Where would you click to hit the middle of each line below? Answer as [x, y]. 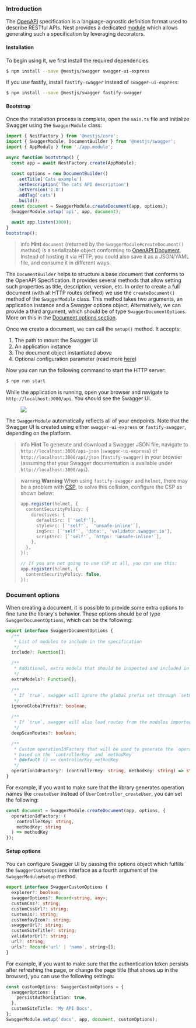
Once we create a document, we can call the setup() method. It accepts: [93, 329]
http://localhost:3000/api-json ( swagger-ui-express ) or [89, 451]
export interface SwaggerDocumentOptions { [60, 631]
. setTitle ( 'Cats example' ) [49, 179]
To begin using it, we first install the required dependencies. [78, 60]
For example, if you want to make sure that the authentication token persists [97, 964]
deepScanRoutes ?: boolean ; [44, 733]
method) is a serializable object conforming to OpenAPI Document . [101, 250]
